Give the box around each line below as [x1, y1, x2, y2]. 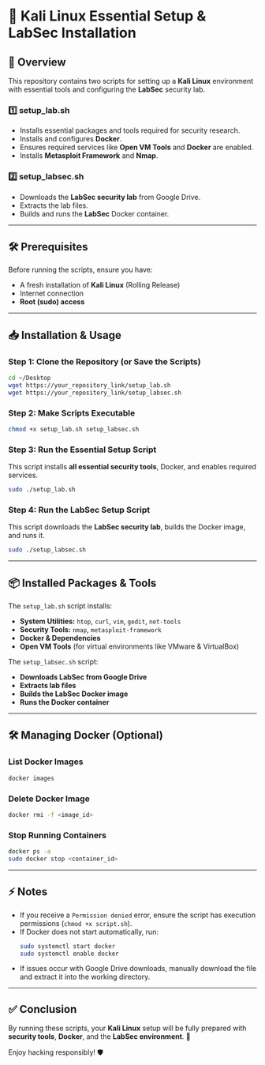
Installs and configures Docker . [19, 134, 122, 144]
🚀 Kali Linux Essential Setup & [8, 7, 207, 25]
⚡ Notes [8, 885, 48, 899]
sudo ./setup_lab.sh [8, 486, 77, 494]
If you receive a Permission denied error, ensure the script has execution [19, 910, 256, 920]
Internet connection [19, 288, 84, 299]
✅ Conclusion [8, 1003, 77, 1016]
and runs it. [8, 531, 45, 540]
